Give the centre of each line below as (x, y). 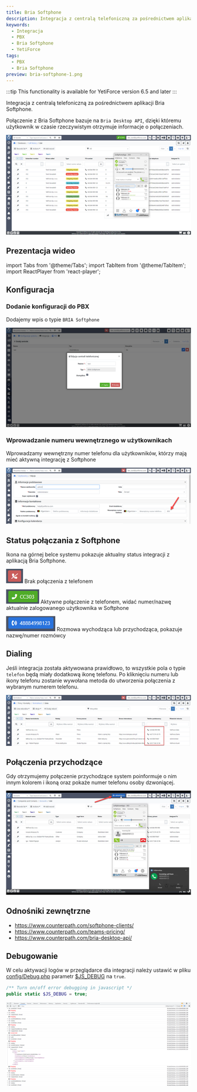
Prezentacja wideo (41, 251)
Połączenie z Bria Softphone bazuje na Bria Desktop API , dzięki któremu (94, 121)
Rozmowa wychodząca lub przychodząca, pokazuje (120, 629)
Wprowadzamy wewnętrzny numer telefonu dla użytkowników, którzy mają (96, 453)
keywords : (18, 25)
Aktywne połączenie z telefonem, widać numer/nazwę (106, 602)
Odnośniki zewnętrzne (48, 911)
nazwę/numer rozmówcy (36, 635)
